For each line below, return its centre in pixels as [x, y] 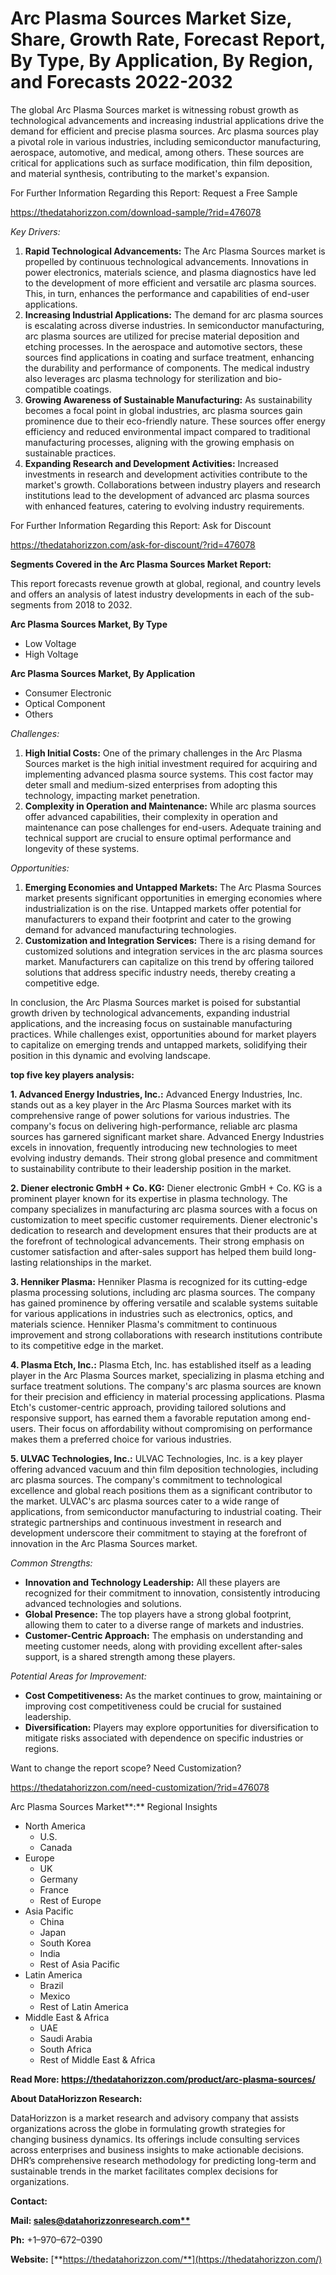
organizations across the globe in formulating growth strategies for [148, 2128]
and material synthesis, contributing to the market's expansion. [140, 173]
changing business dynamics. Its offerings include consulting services [155, 2139]
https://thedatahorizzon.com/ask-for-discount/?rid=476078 [133, 544]
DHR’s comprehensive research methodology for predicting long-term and [163, 2160]
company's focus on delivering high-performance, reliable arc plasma [154, 1126]
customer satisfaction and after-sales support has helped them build [151, 1251]
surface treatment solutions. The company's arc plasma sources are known [166, 1386]
